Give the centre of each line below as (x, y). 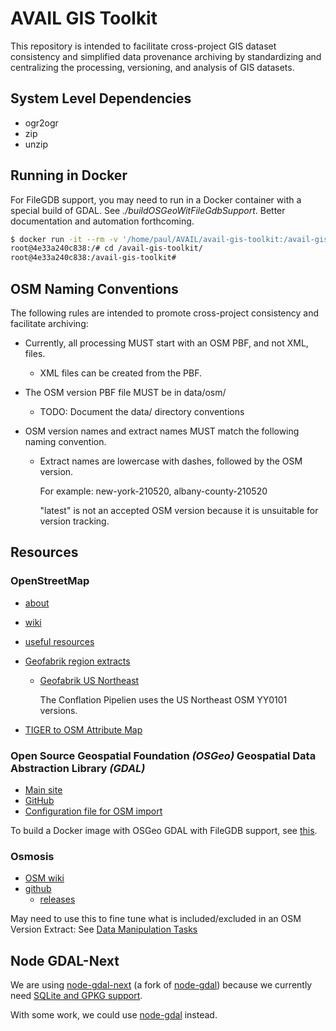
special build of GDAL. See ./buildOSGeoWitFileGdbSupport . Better (148, 210)
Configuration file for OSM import (93, 811)
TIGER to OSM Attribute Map (83, 729)
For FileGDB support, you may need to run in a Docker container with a (156, 199)
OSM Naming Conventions (94, 288)
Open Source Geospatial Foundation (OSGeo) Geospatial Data (163, 755)
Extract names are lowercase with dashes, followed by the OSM (171, 461)
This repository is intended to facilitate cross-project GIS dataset (143, 46)
